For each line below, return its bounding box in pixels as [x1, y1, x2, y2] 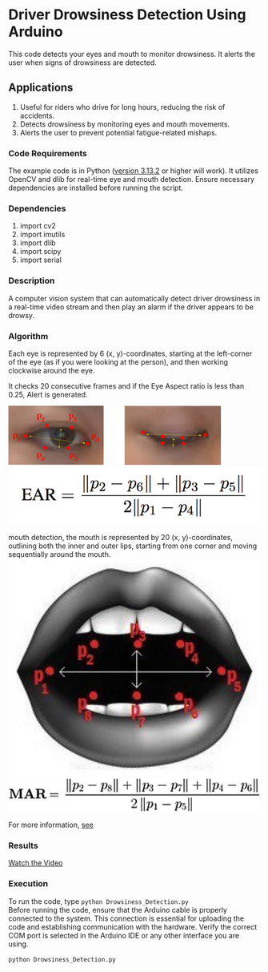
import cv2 [19, 221, 56, 231]
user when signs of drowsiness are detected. [8, 58, 158, 67]
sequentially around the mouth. [8, 550, 111, 559]
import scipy [19, 247, 62, 256]
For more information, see [8, 820, 94, 829]
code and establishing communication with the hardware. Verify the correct [8, 922, 258, 931]
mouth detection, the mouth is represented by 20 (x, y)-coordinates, [8, 533, 234, 542]
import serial [19, 255, 62, 265]
